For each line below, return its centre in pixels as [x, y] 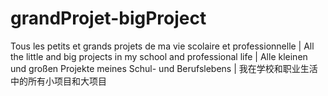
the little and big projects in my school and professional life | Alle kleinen [159, 56]
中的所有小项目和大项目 [58, 81]
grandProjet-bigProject [108, 18]
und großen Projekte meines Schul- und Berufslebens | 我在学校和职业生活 [164, 68]
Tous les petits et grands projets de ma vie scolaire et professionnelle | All [162, 46]
